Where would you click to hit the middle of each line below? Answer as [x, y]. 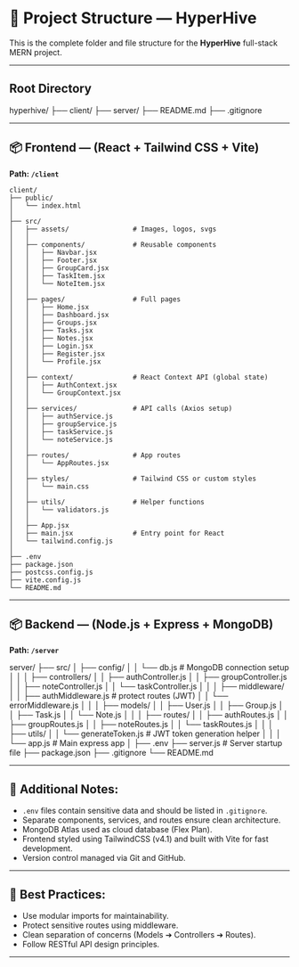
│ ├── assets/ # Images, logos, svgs [113, 229]
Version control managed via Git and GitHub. [104, 858]
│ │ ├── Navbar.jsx [53, 252]
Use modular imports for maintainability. [95, 916]
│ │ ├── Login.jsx [51, 346]
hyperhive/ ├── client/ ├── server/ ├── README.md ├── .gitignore [136, 110]
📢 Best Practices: [58, 894]
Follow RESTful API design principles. [91, 944]
